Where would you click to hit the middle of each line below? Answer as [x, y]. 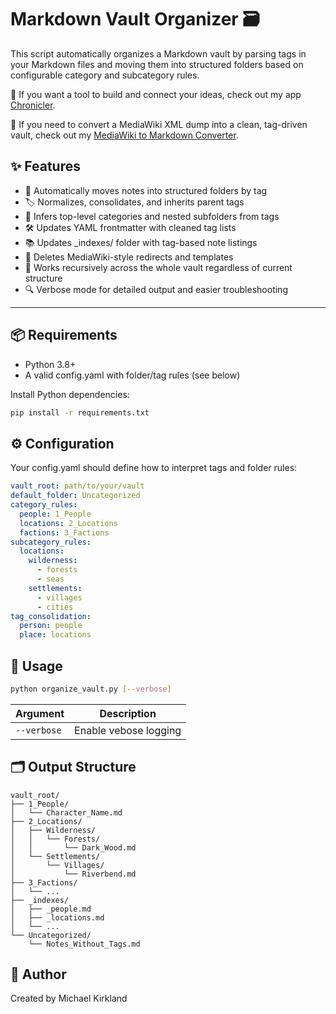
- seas [50, 579]
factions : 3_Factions [64, 532]
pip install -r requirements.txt [80, 412]
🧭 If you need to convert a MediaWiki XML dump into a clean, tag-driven [159, 124]
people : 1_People [55, 514]
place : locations [55, 635]
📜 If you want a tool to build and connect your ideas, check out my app [156, 94]
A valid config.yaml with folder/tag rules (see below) [132, 375]
